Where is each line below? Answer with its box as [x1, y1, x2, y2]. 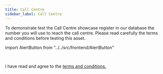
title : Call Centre [5, 7, 45, 12]
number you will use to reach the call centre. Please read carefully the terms [5, 30, 158, 36]
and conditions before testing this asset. [5, 35, 86, 41]
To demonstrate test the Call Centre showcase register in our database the [5, 25, 155, 30]
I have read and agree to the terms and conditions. [5, 63, 107, 69]
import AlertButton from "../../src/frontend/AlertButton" [5, 44, 114, 50]
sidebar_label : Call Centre [5, 12, 62, 16]
